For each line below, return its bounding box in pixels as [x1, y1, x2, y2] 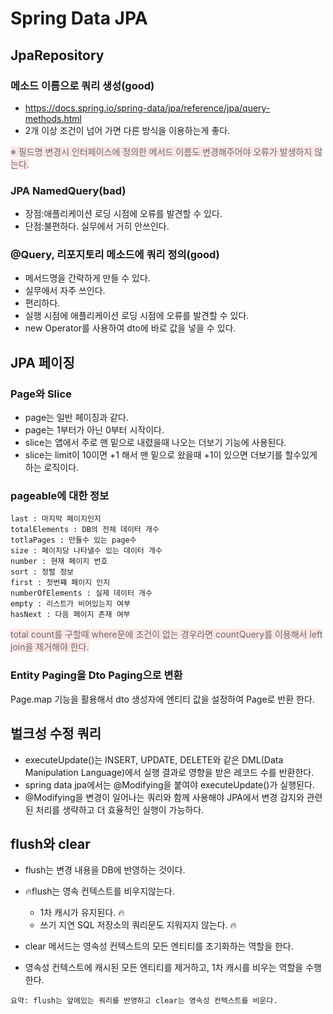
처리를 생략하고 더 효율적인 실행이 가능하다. [35, 803, 205, 816]
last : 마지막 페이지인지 [10, 514, 102, 524]
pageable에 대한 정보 [10, 489, 110, 503]
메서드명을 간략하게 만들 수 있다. [24, 272, 151, 284]
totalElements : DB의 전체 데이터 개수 [10, 525, 160, 535]
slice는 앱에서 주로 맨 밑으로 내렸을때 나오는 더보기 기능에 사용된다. [24, 437, 287, 449]
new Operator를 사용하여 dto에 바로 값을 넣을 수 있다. [24, 322, 237, 334]
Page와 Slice [10, 387, 72, 401]
